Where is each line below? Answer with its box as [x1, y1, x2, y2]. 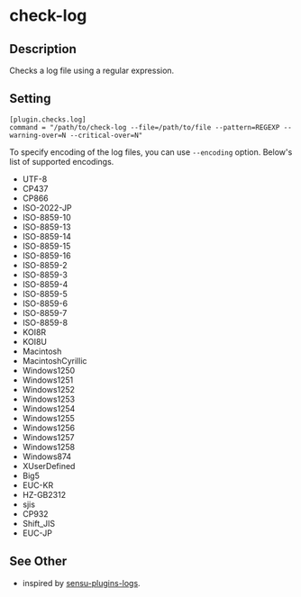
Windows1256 [22, 422, 76, 433]
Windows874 [22, 451, 72, 462]
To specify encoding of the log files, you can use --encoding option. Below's [9, 146, 293, 158]
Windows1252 [22, 384, 75, 394]
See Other [9, 554, 68, 569]
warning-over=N [9, 131, 67, 140]
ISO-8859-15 [22, 240, 71, 251]
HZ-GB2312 [22, 489, 66, 500]
